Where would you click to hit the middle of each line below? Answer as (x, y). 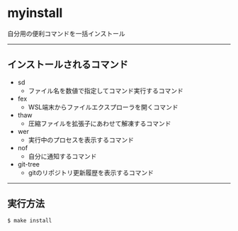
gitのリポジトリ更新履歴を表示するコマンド (91, 172)
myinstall (35, 13)
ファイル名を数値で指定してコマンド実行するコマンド (106, 91)
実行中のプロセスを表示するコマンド (81, 140)
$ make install (30, 220)
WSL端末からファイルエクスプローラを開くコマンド (103, 107)
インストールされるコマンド (68, 65)
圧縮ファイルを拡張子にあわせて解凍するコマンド (100, 123)
